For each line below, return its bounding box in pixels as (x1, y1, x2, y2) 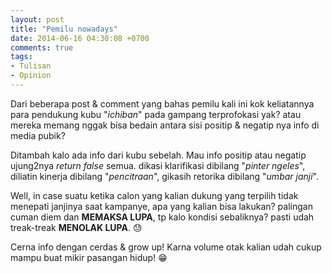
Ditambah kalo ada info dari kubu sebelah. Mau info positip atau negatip (10, 149, 307, 161)
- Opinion (10, 71, 52, 81)
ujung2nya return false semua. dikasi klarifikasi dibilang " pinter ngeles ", (10, 159, 306, 171)
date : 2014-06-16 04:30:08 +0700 (10, 33, 150, 43)
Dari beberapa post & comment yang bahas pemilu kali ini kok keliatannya (10, 97, 315, 110)
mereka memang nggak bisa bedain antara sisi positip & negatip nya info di (10, 119, 320, 131)
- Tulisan (10, 61, 52, 71)
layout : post (10, 14, 65, 25)
